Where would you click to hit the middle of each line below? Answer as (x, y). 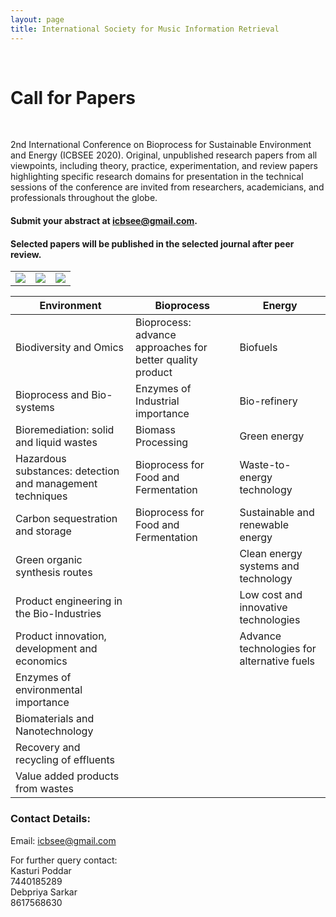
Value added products (67, 776)
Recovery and (48, 748)
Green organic (49, 560)
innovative (263, 608)
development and (56, 649)
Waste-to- (265, 465)
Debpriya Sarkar (44, 892)
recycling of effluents (65, 760)
